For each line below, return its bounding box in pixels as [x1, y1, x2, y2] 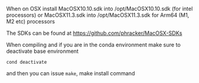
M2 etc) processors [6, 18, 55, 25]
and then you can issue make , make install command [6, 70, 135, 77]
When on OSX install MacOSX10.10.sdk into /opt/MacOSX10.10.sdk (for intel [6, 5, 193, 12]
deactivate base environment [6, 48, 79, 55]
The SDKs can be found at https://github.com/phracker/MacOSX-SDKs [6, 29, 183, 37]
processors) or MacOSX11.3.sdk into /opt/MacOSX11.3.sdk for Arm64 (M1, [6, 11, 189, 19]
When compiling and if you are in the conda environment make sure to [6, 41, 181, 48]
